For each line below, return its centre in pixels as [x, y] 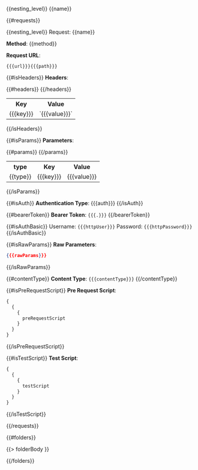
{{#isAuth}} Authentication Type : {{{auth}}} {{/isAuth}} [75, 203]
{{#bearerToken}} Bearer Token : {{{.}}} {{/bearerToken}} [78, 215]
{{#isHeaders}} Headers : [37, 77]
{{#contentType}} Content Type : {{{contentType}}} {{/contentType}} [92, 279]
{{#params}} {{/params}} [37, 152]
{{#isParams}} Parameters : [40, 140]
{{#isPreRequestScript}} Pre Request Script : [61, 290]
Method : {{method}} [31, 44]
